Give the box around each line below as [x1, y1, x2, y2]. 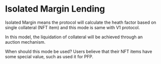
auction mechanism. [5, 39, 46, 45]
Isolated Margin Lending [5, 3, 106, 15]
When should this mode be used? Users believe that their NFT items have [5, 48, 152, 54]
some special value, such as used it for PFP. [5, 53, 93, 59]
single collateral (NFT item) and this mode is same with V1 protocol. [5, 24, 140, 30]
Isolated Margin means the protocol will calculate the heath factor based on [5, 19, 157, 25]
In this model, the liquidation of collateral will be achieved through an [5, 34, 143, 40]
